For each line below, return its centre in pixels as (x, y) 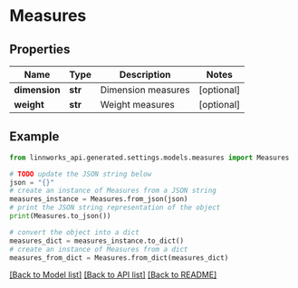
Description (145, 75)
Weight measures (137, 105)
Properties (40, 49)
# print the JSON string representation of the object (115, 208)
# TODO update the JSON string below (81, 174)
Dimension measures (145, 90)
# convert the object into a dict (75, 232)
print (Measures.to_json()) (60, 216)
